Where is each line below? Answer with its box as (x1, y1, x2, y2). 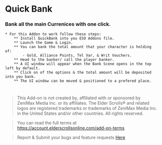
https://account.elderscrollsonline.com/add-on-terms (17, 125, 125, 131)
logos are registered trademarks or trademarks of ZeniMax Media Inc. (17, 105, 158, 111)
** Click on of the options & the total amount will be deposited (14, 70, 152, 75)
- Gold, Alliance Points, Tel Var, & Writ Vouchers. (22, 53, 132, 58)
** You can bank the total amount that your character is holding (14, 45, 152, 50)
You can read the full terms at (17, 120, 77, 126)
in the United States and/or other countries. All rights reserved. (17, 110, 144, 116)
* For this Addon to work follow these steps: (5, 32, 101, 37)
